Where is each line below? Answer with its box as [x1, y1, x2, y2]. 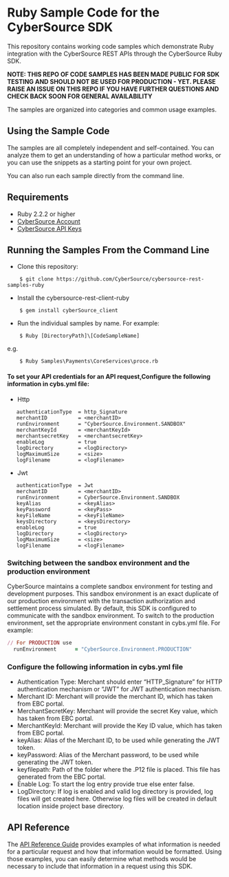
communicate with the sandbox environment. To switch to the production [7, 611, 215, 620]
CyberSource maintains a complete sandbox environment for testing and [7, 582, 213, 590]
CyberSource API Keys [17, 224, 83, 232]
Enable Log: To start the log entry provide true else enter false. [17, 779, 195, 788]
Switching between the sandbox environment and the [7, 558, 190, 567]
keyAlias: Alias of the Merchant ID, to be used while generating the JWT [17, 736, 220, 744]
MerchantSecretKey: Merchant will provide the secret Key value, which [17, 706, 218, 715]
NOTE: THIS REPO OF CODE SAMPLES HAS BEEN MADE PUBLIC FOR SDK [7, 70, 220, 78]
